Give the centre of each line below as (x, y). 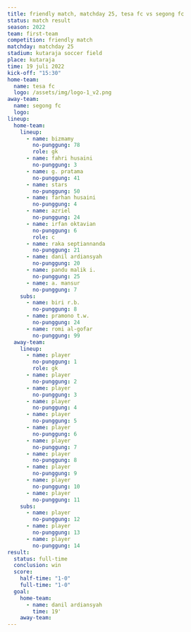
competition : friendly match (50, 40)
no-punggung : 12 (56, 520)
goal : (22, 591)
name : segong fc (37, 106)
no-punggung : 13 (56, 532)
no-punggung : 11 (56, 500)
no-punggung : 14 (56, 545)
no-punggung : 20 (56, 263)
